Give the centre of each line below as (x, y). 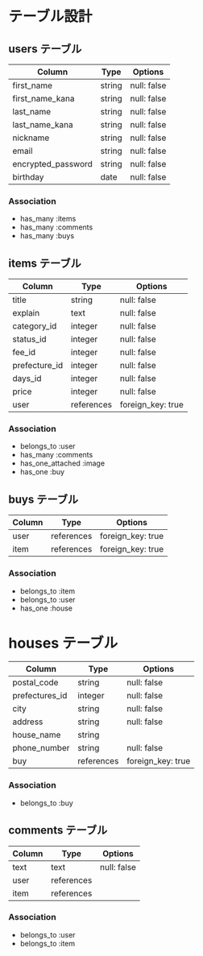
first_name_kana (43, 99)
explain (26, 313)
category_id (35, 326)
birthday (28, 177)
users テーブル (45, 49)
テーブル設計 (50, 17)
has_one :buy (42, 472)
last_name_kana (43, 124)
